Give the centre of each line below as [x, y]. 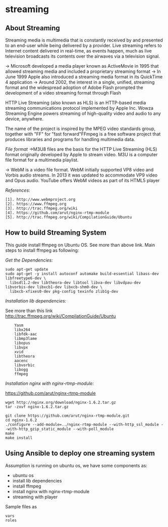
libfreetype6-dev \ [26, 278]
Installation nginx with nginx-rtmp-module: [50, 383]
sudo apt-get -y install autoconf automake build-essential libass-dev [82, 274]
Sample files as [21, 506]
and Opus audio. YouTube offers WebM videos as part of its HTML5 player [82, 180]
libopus [22, 343]
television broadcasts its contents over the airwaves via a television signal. [82, 56]
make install [19, 438]
